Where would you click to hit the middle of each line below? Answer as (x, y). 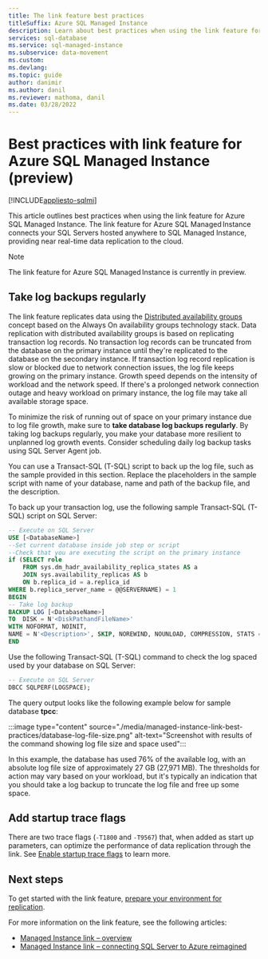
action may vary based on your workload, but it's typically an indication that (133, 776)
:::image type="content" (48, 727)
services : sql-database (48, 38)
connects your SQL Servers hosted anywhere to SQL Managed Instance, (128, 233)
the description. (34, 491)
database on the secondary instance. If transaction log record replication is (132, 359)
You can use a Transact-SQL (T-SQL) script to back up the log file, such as (131, 466)
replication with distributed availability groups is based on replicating (121, 333)
